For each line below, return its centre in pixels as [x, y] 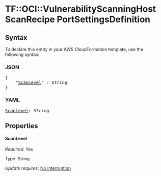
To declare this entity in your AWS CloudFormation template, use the [74, 49]
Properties [22, 126]
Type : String [17, 159]
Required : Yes [19, 149]
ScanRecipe [30, 19]
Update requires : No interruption [38, 168]
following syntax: [22, 54]
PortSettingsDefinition [104, 19]
